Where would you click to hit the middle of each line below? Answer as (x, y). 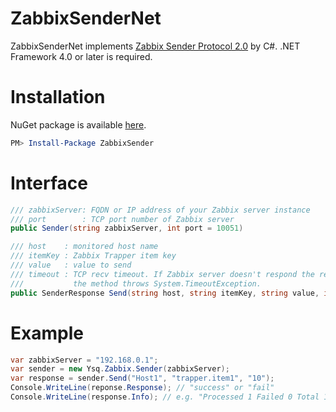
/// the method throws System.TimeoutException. (136, 283)
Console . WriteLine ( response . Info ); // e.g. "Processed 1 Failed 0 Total (165, 397)
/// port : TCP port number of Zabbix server (122, 219)
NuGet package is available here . (78, 124)
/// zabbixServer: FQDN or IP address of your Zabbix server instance (160, 210)
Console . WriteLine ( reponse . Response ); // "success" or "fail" (142, 388)
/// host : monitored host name (84, 247)
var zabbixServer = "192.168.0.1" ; (84, 360)
